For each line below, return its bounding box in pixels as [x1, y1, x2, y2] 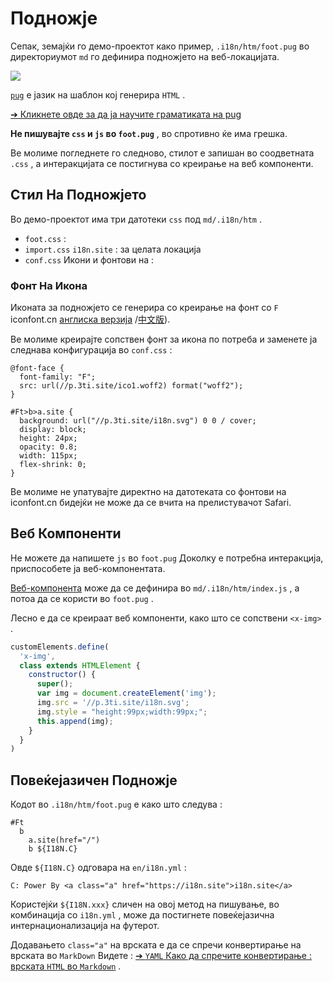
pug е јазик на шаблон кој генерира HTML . [10, 88, 186, 101]
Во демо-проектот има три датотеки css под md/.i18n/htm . [10, 213, 262, 225]
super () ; [36, 679, 74, 689]
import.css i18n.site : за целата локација [24, 243, 202, 255]
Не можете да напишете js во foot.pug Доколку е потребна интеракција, [10, 552, 324, 564]
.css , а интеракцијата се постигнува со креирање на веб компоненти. [10, 157, 314, 169]
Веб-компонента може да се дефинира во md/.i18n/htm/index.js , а [10, 582, 300, 594]
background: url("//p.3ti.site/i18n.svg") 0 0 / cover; [19, 416, 257, 426]
